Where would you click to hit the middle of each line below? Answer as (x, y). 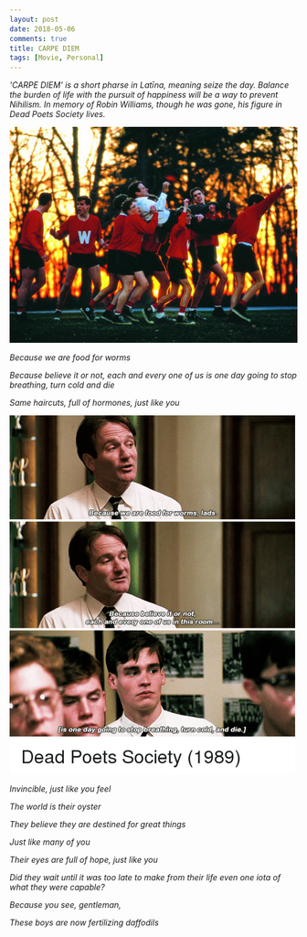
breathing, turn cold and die (62, 385)
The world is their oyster (55, 807)
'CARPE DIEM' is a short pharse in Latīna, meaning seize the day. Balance (149, 85)
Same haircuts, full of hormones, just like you (95, 403)
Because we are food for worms (70, 357)
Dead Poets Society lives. (58, 114)
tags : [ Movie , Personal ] (57, 58)
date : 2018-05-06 (42, 29)
